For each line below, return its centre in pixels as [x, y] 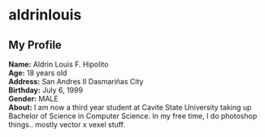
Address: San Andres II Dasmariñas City [76, 81]
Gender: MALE [33, 98]
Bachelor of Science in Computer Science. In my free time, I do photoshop [133, 116]
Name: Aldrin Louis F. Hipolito [59, 64]
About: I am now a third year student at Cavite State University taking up [130, 107]
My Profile [35, 45]
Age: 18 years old [38, 73]
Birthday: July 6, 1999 [46, 90]
